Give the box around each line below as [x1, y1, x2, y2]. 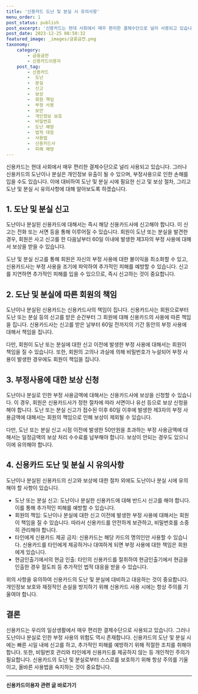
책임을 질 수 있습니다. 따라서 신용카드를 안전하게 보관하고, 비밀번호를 [21, 518, 179, 526]
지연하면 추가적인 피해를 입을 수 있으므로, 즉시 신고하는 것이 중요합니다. [12, 270, 176, 278]
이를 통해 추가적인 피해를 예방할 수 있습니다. [14, 504, 116, 511]
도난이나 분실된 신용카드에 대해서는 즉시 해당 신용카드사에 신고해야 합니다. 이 [6, 221, 183, 228]
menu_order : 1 [6, 14, 41, 20]
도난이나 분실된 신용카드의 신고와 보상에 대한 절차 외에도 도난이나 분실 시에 [6, 476, 178, 484]
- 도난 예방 [27, 124, 54, 130]
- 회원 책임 [27, 96, 54, 102]
